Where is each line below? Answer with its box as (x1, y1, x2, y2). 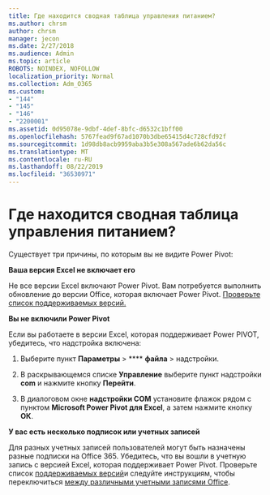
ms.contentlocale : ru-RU (8, 155, 92, 163)
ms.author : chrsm (8, 19, 67, 28)
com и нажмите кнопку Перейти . (19, 378, 136, 388)
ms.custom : (8, 87, 45, 96)
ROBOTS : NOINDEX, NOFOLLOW (8, 65, 100, 73)
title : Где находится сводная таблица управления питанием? (8, 11, 216, 20)
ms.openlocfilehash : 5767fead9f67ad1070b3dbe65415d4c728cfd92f (8, 132, 227, 140)
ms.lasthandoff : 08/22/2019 (8, 163, 104, 171)
